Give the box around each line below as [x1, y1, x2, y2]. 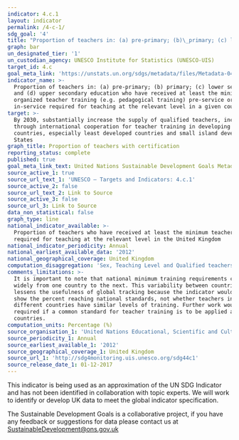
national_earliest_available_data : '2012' [7, 248, 135, 256]
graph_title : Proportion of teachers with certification [7, 143, 180, 150]
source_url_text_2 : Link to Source [7, 189, 113, 197]
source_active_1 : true [7, 169, 75, 177]
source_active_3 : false [7, 196, 78, 203]
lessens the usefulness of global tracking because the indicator [14, 288, 215, 295]
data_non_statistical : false [7, 209, 94, 216]
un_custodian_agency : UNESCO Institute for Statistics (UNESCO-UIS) [7, 57, 215, 64]
